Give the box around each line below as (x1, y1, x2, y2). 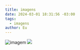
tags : (5, 16, 16, 21)
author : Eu (5, 25, 27, 30)
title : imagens (5, 7, 36, 12)
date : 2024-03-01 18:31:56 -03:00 (5, 12, 76, 17)
